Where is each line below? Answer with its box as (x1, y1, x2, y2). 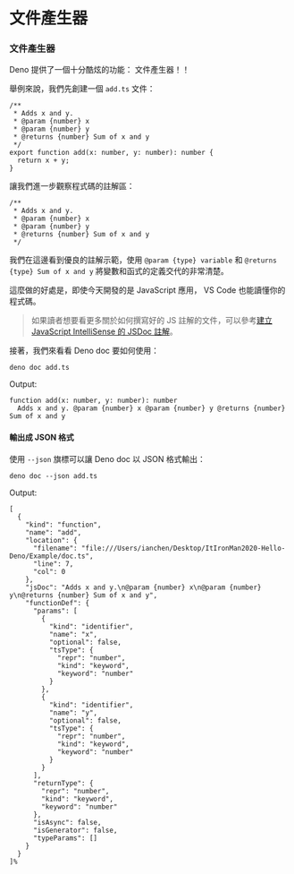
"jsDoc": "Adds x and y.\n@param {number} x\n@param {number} (25, 583, 262, 592)
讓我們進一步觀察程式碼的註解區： (9, 181, 135, 192)
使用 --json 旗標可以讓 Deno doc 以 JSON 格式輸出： (9, 453, 206, 464)
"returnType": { (32, 778, 94, 788)
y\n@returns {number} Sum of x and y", (9, 590, 158, 600)
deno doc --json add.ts (9, 471, 98, 480)
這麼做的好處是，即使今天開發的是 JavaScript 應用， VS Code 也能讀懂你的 (9, 285, 286, 296)
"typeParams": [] (32, 834, 98, 843)
